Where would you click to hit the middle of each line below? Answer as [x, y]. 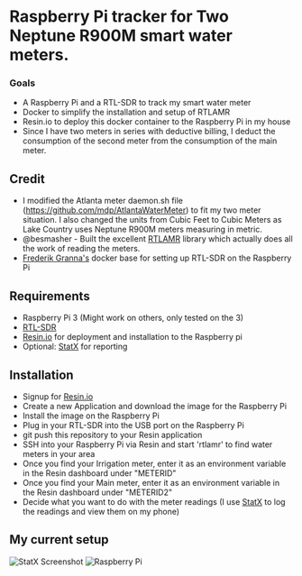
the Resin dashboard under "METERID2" [97, 492]
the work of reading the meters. [81, 249]
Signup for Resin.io [58, 396]
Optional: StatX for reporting [75, 347]
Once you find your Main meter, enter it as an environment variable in [151, 482]
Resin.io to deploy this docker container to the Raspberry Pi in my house [156, 122]
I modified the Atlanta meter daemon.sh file [102, 201]
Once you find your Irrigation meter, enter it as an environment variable [154, 463]
